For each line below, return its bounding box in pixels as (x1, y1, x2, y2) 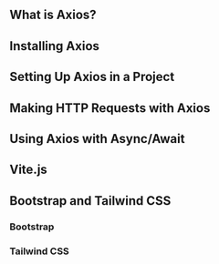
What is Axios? (9, 7, 98, 23)
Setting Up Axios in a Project (9, 69, 175, 85)
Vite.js (9, 162, 47, 178)
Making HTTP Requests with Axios (9, 100, 211, 116)
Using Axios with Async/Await (9, 131, 185, 147)
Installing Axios (9, 38, 100, 54)
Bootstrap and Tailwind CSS (9, 193, 172, 208)
